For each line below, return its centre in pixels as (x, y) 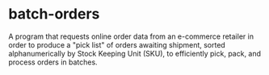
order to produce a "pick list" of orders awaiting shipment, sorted (117, 44)
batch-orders (54, 14)
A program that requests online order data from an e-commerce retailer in (131, 36)
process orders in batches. (53, 62)
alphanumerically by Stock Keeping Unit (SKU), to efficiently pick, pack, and (134, 53)
